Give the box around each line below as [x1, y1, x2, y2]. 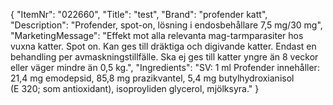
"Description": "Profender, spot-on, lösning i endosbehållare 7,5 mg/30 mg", [10, 19, 323, 31]
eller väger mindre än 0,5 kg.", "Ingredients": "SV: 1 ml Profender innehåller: [10, 62, 320, 73]
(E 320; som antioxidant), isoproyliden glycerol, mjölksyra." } [10, 83, 260, 94]
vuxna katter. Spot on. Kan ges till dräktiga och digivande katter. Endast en [10, 40, 317, 52]
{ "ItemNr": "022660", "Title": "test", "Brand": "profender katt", [10, 9, 268, 20]
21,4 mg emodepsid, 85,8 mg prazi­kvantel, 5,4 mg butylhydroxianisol [10, 72, 295, 84]
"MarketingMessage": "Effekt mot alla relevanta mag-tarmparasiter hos [10, 30, 304, 41]
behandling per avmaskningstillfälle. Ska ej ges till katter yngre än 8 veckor [10, 51, 319, 63]
